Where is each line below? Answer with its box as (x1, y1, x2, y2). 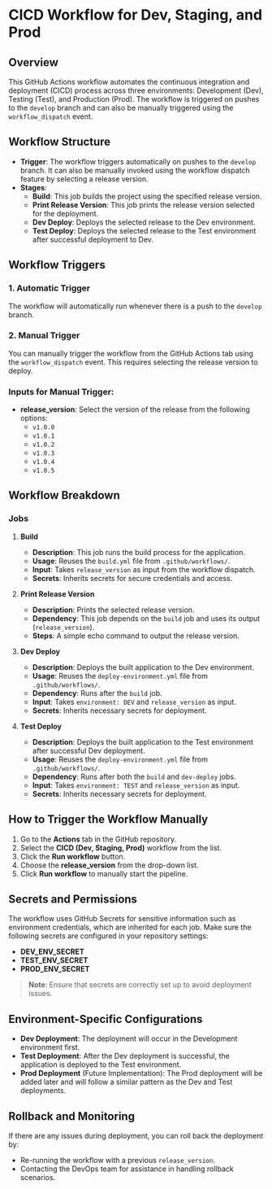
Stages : (19, 182, 47, 192)
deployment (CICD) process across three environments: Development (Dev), (8, 85, 264, 95)
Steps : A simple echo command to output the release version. (32, 631, 240, 640)
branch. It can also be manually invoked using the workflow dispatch (19, 165, 250, 175)
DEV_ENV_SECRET (19, 946, 85, 957)
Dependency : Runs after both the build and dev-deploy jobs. (32, 772, 236, 781)
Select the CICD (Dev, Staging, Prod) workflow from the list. (19, 842, 222, 852)
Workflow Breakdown (8, 488, 120, 502)
